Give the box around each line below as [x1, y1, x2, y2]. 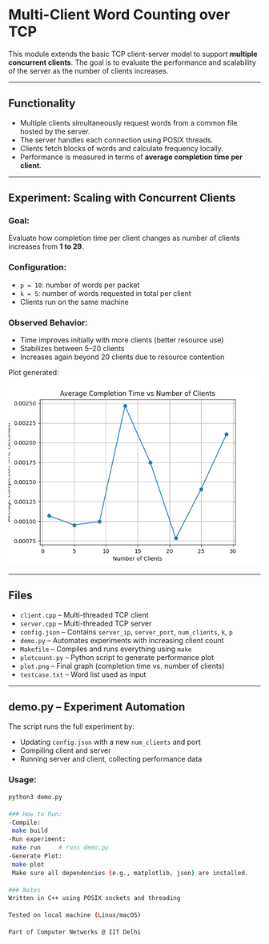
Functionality [8, 97, 76, 110]
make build [11, 826, 48, 835]
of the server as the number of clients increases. [8, 66, 169, 75]
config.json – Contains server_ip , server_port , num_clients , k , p [19, 626, 234, 637]
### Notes [8, 886, 42, 894]
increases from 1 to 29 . [8, 242, 84, 251]
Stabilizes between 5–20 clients [19, 344, 125, 354]
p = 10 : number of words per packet [19, 280, 140, 290]
